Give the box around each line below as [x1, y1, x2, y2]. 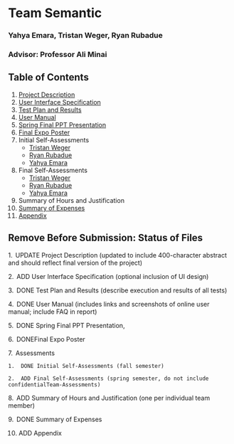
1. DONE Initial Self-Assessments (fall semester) [8, 362, 164, 369]
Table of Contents [8, 71, 90, 83]
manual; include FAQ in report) [8, 307, 97, 316]
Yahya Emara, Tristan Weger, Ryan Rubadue [8, 31, 163, 41]
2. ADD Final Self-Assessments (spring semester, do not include [8, 375, 209, 382]
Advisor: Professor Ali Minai [8, 50, 107, 60]
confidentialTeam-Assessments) [8, 381, 101, 388]
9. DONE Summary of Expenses [8, 415, 102, 423]
